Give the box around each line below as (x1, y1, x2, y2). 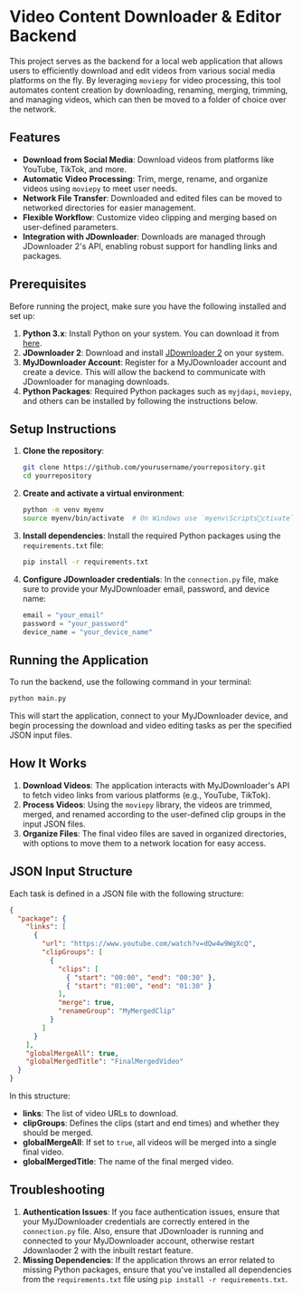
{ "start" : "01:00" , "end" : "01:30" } (66, 981, 212, 990)
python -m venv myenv (22, 506, 104, 515)
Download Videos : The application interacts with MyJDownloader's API (22, 779, 290, 790)
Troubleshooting (9, 1183, 106, 1198)
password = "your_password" (22, 619, 128, 628)
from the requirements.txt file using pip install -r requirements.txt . (22, 1273, 288, 1284)
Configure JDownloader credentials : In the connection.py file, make (22, 574, 278, 584)
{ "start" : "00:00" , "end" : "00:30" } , (66, 972, 217, 982)
